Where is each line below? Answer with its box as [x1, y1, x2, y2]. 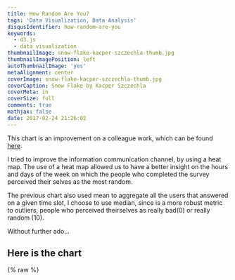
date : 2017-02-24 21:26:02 [7, 114, 87, 121]
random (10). [7, 213, 44, 222]
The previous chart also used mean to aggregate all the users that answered [7, 191, 229, 199]
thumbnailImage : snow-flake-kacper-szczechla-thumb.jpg [7, 50, 174, 57]
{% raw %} [7, 266, 39, 274]
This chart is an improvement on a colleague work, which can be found [7, 134, 213, 142]
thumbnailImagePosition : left [7, 56, 96, 63]
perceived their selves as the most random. [7, 177, 133, 186]
